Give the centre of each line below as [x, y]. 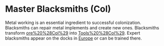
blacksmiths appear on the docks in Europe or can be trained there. [73, 38]
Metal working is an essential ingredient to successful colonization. [73, 23]
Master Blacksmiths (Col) [58, 9]
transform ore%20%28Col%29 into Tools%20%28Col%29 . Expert [73, 33]
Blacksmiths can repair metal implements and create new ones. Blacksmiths [82, 27]
